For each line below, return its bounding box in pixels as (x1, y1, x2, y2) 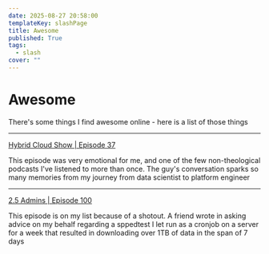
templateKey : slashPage (8, 19, 88, 27)
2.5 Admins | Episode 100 (8, 195, 92, 204)
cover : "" (8, 57, 42, 65)
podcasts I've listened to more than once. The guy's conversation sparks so (8, 164, 259, 173)
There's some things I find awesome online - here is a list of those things (8, 117, 248, 126)
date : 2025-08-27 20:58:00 (8, 11, 98, 20)
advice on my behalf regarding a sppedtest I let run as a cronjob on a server (8, 219, 259, 228)
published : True (8, 34, 62, 42)
